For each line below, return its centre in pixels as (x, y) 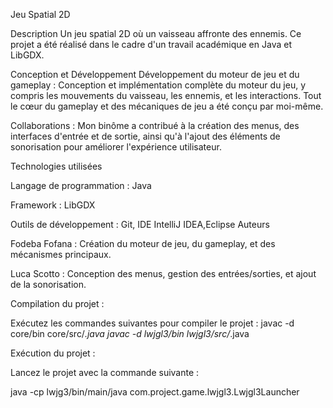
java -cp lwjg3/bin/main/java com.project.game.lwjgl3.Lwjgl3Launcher (155, 392)
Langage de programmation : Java (81, 185)
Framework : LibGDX (53, 205)
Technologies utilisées (56, 166)
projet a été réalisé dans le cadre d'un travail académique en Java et (151, 44)
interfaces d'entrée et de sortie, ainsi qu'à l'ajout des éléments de (145, 136)
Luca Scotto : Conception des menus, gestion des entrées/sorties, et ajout (163, 273)
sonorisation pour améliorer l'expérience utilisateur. (116, 147)
